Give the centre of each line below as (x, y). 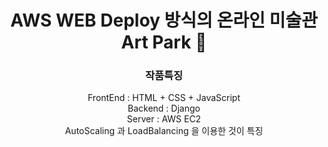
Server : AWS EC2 (164, 119)
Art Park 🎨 (164, 42)
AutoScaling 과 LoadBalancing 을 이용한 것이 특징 (164, 131)
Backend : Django (164, 108)
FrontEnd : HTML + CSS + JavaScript (164, 98)
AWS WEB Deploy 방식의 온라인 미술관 (164, 20)
